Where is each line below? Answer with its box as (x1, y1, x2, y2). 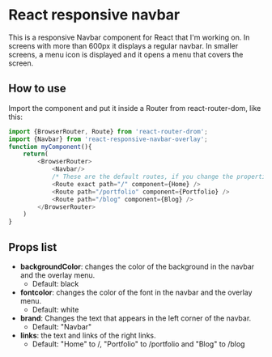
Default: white (32, 304, 79, 314)
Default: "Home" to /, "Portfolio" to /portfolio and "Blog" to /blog (32, 338, 245, 349)
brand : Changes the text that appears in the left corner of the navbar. (19, 313, 252, 323)
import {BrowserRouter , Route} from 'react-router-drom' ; (8, 127, 208, 135)
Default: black (32, 278, 79, 288)
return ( (23, 150, 49, 159)
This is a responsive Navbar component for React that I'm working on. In (8, 32, 250, 42)
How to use (8, 82, 66, 96)
